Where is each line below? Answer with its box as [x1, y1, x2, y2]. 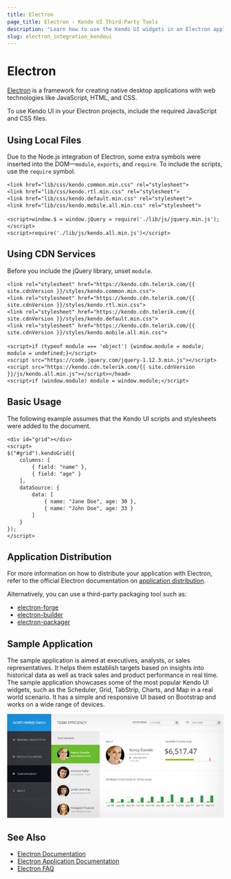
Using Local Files [7, 134, 82, 146]
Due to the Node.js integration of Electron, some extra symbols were [7, 152, 201, 161]
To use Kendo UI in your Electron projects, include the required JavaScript [7, 107, 217, 115]
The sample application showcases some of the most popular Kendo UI [7, 678, 210, 687]
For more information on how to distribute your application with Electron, [7, 569, 213, 578]
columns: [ [19, 456, 51, 463]
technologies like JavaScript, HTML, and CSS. [7, 94, 137, 102]
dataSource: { [19, 484, 60, 491]
